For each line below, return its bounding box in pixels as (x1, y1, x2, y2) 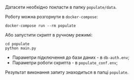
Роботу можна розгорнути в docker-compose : (5, 14, 98, 19)
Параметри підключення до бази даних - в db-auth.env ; (12, 54, 130, 60)
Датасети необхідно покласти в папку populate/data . (5, 4, 117, 10)
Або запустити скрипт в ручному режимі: (5, 32, 93, 38)
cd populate (5, 41, 30, 46)
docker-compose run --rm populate (5, 23, 76, 28)
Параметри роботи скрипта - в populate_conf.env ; (12, 60, 118, 66)
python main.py (5, 46, 36, 51)
